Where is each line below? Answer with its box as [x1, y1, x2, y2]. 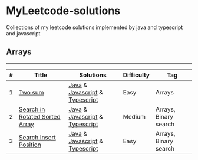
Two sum [18, 88, 44, 96]
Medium [123, 112, 146, 120]
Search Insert [18, 133, 56, 141]
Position [18, 141, 41, 149]
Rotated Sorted [18, 112, 61, 120]
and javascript [6, 30, 41, 37]
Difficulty [123, 71, 150, 79]
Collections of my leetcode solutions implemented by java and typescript [6, 24, 183, 31]
